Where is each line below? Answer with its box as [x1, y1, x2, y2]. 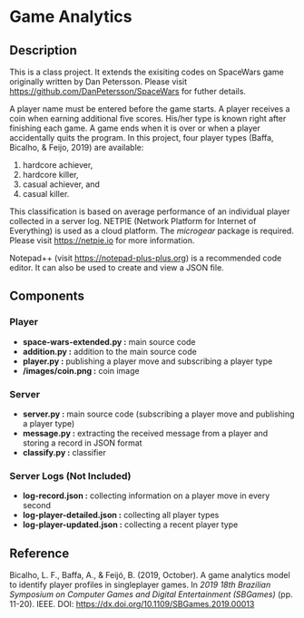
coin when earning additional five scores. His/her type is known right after [9, 113, 287, 123]
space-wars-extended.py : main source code [22, 336, 197, 347]
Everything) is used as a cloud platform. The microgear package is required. [9, 225, 295, 236]
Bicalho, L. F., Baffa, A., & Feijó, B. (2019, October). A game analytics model [9, 570, 290, 581]
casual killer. [22, 189, 70, 199]
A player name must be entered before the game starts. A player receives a [9, 103, 290, 114]
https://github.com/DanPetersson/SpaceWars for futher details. [9, 86, 247, 96]
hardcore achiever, [22, 160, 93, 170]
